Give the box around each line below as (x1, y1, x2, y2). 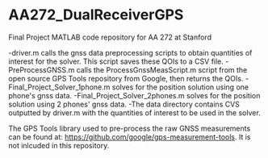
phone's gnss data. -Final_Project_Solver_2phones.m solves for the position (8, 90, 261, 100)
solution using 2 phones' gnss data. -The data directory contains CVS (8, 99, 241, 109)
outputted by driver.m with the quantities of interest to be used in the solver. (8, 107, 261, 118)
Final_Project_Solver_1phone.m (8, 82, 111, 92)
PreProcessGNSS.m (8, 64, 75, 74)
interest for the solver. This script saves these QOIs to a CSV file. (8, 56, 224, 66)
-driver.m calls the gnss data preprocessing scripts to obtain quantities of (8, 48, 253, 57)
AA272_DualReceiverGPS (8, 6, 184, 24)
